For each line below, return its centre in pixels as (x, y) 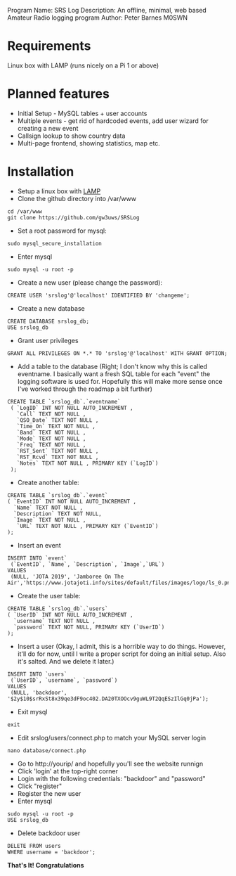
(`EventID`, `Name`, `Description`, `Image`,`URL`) (87, 564)
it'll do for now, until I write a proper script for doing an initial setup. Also (122, 654)
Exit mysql (32, 711)
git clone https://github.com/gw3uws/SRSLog (73, 217)
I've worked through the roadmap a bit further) (85, 389)
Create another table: (48, 482)
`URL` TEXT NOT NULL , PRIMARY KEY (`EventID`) (87, 526)
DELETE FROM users (34, 846)
